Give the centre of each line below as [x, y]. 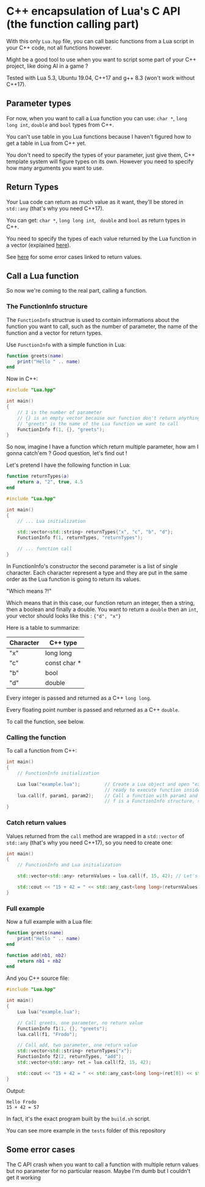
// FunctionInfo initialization [58, 773]
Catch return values [36, 823]
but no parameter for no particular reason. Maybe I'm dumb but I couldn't [99, 1171]
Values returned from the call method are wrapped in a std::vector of [95, 836]
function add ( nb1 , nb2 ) [37, 955]
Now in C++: [22, 379]
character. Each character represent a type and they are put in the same [97, 572]
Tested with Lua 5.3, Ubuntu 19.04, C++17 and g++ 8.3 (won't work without [101, 78]
